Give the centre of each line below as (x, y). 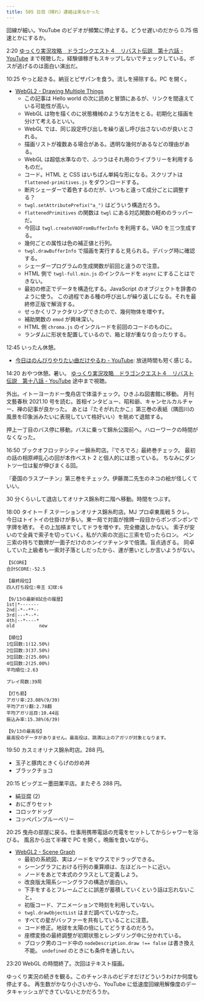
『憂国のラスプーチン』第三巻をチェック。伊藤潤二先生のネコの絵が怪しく (99, 478)
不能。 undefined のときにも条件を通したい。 (81, 950)
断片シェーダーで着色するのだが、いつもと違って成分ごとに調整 (104, 189)
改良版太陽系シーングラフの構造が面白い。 (77, 882)
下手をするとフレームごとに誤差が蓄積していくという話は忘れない (107, 890)
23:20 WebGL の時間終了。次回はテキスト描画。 (67, 963)
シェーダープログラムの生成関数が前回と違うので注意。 (93, 266)
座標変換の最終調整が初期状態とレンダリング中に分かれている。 (104, 935)
